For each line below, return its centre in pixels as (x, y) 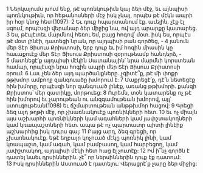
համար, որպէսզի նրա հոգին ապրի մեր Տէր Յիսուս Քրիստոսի (93, 67)
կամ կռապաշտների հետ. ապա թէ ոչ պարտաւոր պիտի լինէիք (95, 125)
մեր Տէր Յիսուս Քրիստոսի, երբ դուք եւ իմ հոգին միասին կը (90, 47)
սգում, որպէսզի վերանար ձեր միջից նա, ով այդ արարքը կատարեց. (102, 28)
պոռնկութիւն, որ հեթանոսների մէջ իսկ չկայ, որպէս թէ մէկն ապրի (99, 15)
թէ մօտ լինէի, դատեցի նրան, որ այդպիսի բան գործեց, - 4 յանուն (98, 41)
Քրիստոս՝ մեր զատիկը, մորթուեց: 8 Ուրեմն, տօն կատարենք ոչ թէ (99, 93)
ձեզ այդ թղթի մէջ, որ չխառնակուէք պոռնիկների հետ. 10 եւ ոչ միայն (102, 112)
